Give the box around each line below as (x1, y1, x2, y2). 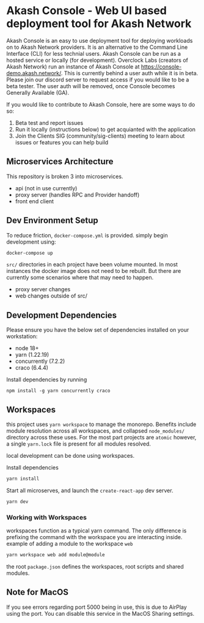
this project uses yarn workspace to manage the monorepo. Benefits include (6, 420, 197, 428)
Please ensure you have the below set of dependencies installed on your (6, 326, 189, 334)
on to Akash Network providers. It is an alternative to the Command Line (6, 43, 188, 51)
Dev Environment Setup (6, 215, 99, 226)
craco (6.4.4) (15, 364, 49, 371)
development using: (6, 238, 56, 245)
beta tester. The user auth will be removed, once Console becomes (6, 82, 175, 89)
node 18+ (15, 345, 39, 352)
